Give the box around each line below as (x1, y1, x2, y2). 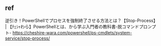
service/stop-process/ (5, 35, 50, 41)
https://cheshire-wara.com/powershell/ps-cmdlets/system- (12, 29, 132, 36)
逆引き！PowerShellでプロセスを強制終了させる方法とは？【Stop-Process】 (5, 17, 158, 23)
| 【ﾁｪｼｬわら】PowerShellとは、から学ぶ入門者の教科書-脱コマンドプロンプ (5, 23, 156, 29)
